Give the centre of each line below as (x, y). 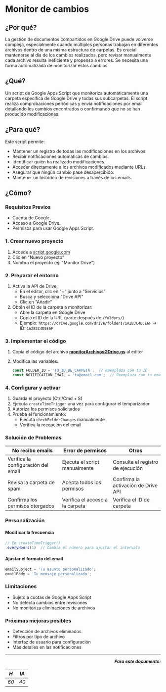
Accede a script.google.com (41, 252)
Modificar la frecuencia (30, 533)
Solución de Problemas (33, 438)
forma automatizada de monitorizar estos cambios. (57, 66)
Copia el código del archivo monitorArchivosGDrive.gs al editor (78, 352)
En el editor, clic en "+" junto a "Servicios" (62, 291)
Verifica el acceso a (85, 499)
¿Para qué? (23, 130)
